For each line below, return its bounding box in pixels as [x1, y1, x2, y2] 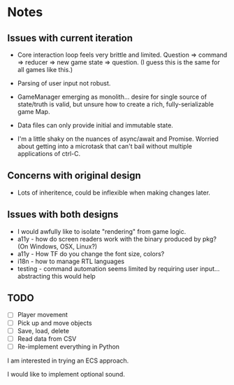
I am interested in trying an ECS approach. [7, 356, 129, 365]
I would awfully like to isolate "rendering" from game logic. [17, 227, 187, 235]
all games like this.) [17, 66, 73, 73]
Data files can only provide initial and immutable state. [17, 121, 173, 129]
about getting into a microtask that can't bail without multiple [17, 142, 192, 150]
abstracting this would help [17, 272, 96, 280]
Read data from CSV [17, 334, 77, 343]
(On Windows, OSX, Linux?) [17, 242, 98, 251]
